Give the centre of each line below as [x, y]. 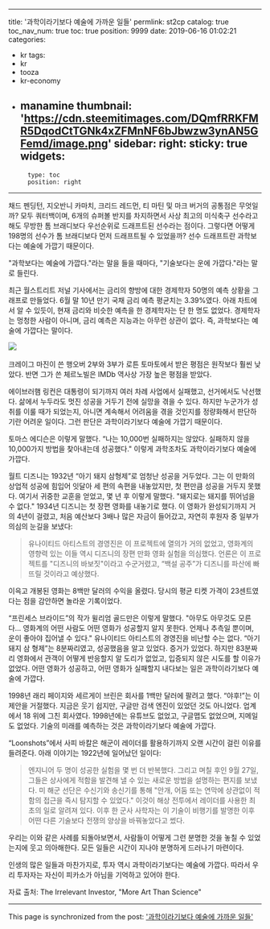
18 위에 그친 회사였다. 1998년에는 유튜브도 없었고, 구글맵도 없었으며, [130, 715]
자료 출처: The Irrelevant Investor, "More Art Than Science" [105, 892]
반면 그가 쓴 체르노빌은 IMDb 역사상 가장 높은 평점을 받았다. [119, 374]
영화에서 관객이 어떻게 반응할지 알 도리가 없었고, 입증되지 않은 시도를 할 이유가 [139, 658]
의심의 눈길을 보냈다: [41, 526]
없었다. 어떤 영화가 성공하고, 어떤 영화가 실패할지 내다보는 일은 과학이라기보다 [129, 668]
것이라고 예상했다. [71, 574]
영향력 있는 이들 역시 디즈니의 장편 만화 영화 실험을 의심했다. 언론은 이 [137, 554]
